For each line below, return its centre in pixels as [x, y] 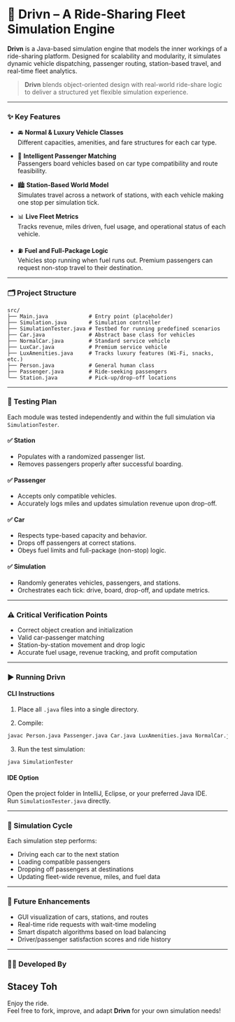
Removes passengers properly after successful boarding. [100, 464]
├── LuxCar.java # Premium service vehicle [87, 347]
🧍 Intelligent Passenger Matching [67, 156]
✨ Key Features [34, 116]
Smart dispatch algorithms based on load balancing [92, 932]
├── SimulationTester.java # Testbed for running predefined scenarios [114, 329]
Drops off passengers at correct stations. [77, 543]
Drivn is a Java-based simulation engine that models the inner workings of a [117, 48]
